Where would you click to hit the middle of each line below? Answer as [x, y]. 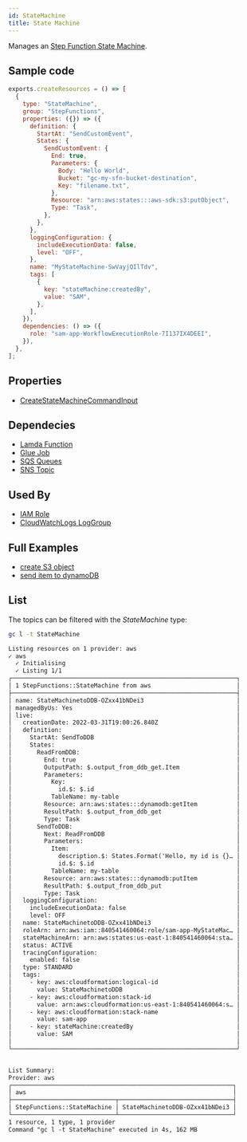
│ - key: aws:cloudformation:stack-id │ [124, 997]
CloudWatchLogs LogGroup [65, 522]
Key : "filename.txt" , [94, 185]
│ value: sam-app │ [124, 1019]
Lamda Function [46, 444]
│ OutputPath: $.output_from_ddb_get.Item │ [124, 767]
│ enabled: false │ [124, 960]
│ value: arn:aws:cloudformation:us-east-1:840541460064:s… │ [124, 1004]
